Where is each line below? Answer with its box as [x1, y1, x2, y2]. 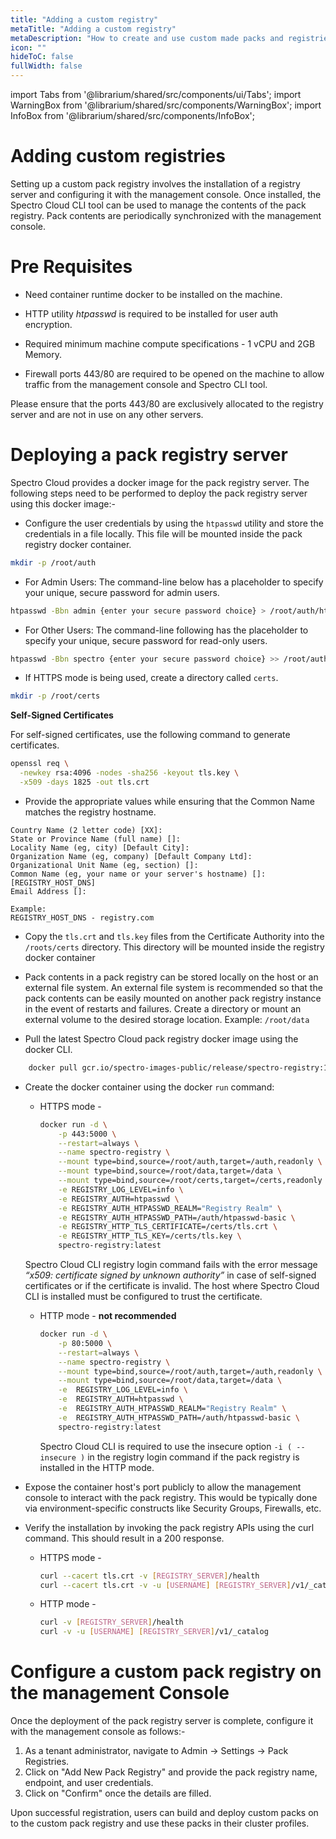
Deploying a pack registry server [10, 444, 288, 466]
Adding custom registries [10, 145, 226, 168]
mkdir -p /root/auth [10, 557, 97, 568]
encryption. [24, 318, 73, 330]
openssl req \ [10, 759, 70, 769]
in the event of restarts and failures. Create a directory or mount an [24, 1002, 302, 1015]
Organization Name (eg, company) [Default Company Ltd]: [10, 851, 253, 861]
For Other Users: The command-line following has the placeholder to [24, 624, 309, 636]
